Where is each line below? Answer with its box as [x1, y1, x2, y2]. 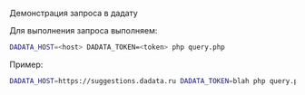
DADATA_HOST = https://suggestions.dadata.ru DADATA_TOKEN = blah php [9, 76, 266, 85]
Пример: [9, 59, 44, 70]
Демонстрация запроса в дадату [9, 8, 138, 18]
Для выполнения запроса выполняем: [9, 25, 158, 35]
